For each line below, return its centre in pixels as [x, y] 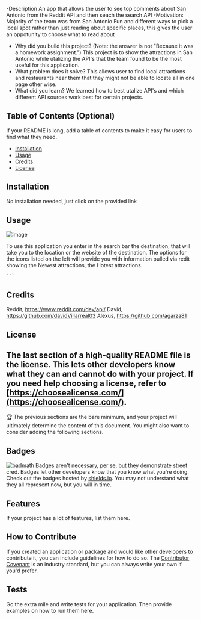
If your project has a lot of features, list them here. [68, 518]
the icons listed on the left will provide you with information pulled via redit [98, 259]
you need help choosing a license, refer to [86, 384]
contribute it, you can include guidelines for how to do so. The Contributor [98, 558]
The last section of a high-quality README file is [98, 355]
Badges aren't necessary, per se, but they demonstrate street [112, 465]
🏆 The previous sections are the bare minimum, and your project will [91, 417]
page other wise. [36, 84]
